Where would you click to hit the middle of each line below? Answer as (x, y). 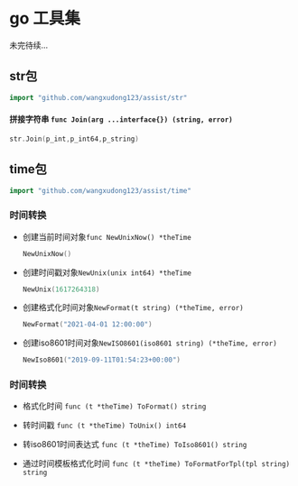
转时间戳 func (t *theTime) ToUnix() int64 (104, 426)
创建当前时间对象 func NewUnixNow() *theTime (107, 236)
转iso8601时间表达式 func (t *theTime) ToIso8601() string (135, 445)
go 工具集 (45, 18)
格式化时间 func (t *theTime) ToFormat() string (114, 406)
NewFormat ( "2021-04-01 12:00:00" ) (87, 325)
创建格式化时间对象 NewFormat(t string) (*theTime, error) (133, 307)
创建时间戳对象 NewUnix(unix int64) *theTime (107, 272)
